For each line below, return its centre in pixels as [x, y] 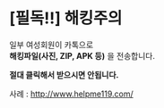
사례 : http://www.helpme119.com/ [71, 94]
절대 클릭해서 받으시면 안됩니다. [64, 75]
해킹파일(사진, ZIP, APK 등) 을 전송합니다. [82, 55]
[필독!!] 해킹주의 [66, 18]
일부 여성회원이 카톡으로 [52, 45]
